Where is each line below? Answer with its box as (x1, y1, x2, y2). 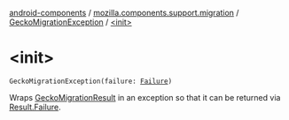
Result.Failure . (9, 101, 61, 112)
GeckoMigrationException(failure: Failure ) (9, 77, 173, 86)
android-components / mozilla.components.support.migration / (9, 8, 239, 18)
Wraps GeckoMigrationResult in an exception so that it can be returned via (9, 92, 281, 102)
